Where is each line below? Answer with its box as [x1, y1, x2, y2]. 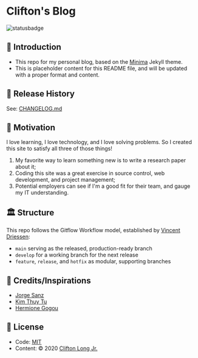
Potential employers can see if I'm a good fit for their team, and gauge [15, 182, 191, 190]
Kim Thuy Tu [15, 298, 47, 305]
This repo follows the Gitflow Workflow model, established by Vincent [6, 227, 180, 234]
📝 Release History [6, 89, 75, 99]
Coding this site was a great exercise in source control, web [15, 170, 165, 177]
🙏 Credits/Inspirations [6, 275, 91, 286]
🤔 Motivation [6, 122, 56, 133]
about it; [15, 163, 36, 171]
